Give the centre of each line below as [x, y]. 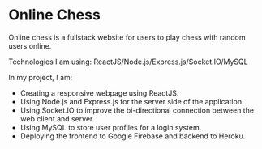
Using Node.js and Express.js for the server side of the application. [132, 101]
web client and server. [57, 118]
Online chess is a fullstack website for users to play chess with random [127, 37]
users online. [30, 45]
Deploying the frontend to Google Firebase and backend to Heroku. [133, 136]
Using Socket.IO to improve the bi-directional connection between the [137, 110]
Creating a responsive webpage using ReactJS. [99, 93]
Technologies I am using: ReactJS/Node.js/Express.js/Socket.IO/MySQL [129, 62]
